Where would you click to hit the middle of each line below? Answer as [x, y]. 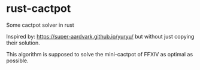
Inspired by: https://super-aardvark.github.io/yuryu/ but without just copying [100, 36]
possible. [17, 61]
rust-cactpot [39, 9]
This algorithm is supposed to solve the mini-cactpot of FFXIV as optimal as [100, 54]
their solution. [23, 43]
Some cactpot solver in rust [40, 25]
